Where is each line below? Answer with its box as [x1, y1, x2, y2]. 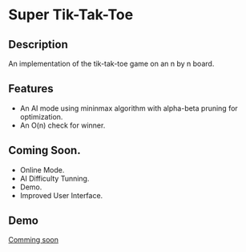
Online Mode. [19, 165, 65, 174]
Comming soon [8, 235, 58, 245]
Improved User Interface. [19, 190, 103, 200]
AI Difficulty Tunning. [19, 173, 90, 183]
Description [8, 38, 68, 51]
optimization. [19, 112, 63, 121]
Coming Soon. [8, 144, 82, 157]
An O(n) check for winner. [19, 120, 106, 130]
